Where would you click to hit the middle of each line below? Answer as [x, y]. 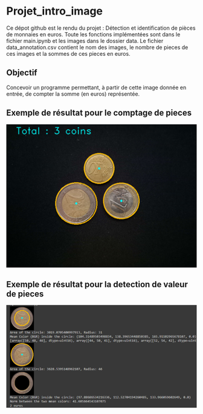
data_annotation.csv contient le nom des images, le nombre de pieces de [97, 47]
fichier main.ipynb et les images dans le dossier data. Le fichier [85, 41]
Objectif [22, 73]
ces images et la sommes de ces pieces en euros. [69, 53]
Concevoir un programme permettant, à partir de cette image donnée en [96, 87]
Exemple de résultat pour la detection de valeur [97, 284]
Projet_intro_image [55, 11]
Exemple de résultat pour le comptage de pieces [99, 113]
